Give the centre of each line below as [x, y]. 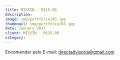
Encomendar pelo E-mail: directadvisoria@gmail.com [60, 52]
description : [19, 14]
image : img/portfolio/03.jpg [35, 19]
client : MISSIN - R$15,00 [32, 33]
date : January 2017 [25, 28]
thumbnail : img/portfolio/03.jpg [40, 24]
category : [15, 38]
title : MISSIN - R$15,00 [31, 10]
